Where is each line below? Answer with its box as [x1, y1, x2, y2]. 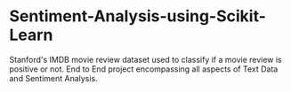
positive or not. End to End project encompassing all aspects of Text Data [9, 64, 279, 74]
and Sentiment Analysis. [9, 73, 98, 83]
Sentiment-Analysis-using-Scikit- [9, 6, 267, 27]
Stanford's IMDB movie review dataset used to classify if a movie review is [9, 54, 282, 65]
